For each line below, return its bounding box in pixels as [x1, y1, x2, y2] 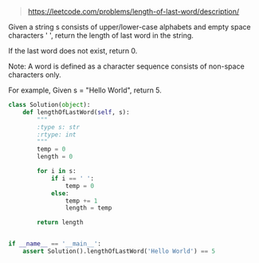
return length [37, 218, 84, 226]
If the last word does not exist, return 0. [8, 46, 138, 55]
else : [50, 189, 69, 198]
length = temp [65, 204, 112, 212]
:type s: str [37, 123, 80, 131]
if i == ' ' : [50, 175, 94, 183]
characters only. [8, 70, 61, 79]
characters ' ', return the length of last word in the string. [8, 31, 194, 40]
